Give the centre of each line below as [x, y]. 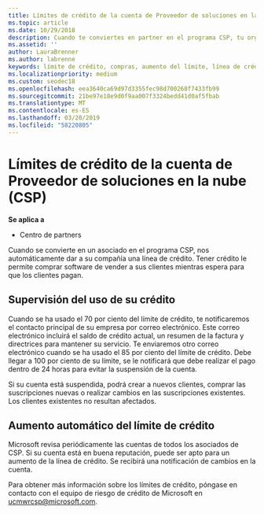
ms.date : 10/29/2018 [42, 30]
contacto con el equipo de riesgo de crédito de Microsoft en [105, 494]
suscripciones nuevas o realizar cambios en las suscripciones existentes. [127, 392]
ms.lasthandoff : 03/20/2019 [54, 118]
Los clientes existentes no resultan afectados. [82, 401]
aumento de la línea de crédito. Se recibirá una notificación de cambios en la [132, 461]
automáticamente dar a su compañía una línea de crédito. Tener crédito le [128, 258]
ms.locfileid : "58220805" [50, 125]
